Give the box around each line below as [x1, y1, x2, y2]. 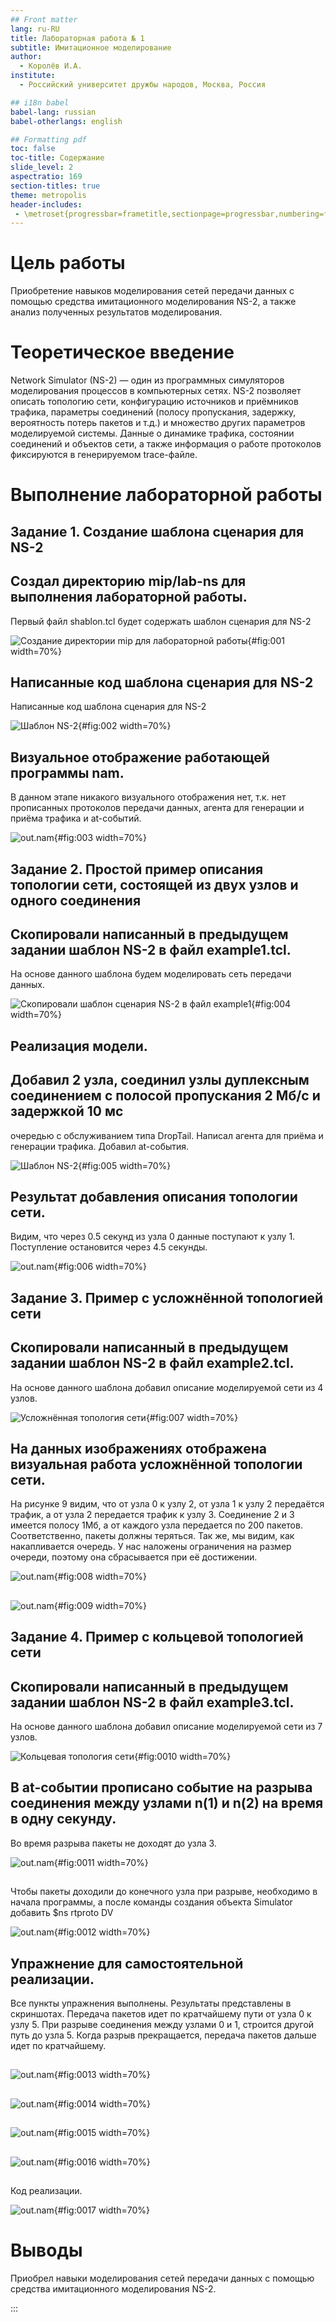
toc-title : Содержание [10, 153, 105, 163]
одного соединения [10, 892, 142, 909]
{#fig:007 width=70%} [145, 1411, 239, 1423]
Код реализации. [10, 2184, 83, 2196]
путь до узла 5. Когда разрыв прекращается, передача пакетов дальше [10, 2029, 317, 2041]
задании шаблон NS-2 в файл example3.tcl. [10, 1694, 295, 1711]
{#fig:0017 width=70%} [53, 2204, 150, 2216]
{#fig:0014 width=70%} [53, 2097, 152, 2110]
